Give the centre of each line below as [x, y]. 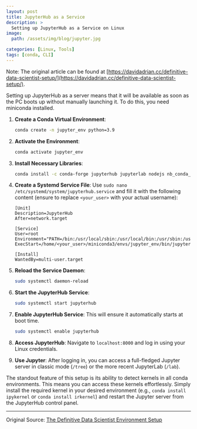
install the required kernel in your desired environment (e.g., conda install [96, 390]
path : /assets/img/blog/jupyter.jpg [56, 39]
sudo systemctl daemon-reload [52, 281]
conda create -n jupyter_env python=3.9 [64, 130]
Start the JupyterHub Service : [52, 293]
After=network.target [41, 219]
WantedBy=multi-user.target [49, 260]
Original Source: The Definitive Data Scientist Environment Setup [84, 420]
